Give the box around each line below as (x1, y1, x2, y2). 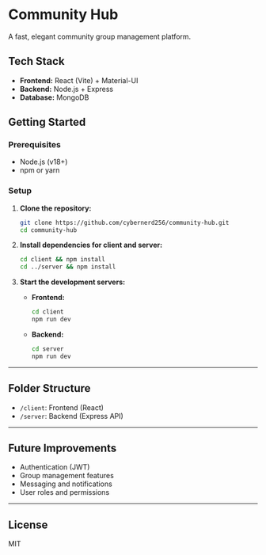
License (8, 518, 48, 531)
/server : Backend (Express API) (19, 411, 124, 420)
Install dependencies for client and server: (19, 240, 163, 250)
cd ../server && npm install (19, 263, 116, 271)
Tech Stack (8, 55, 65, 68)
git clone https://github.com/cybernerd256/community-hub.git (19, 219, 230, 226)
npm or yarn (19, 165, 60, 175)
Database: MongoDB (19, 93, 89, 102)
